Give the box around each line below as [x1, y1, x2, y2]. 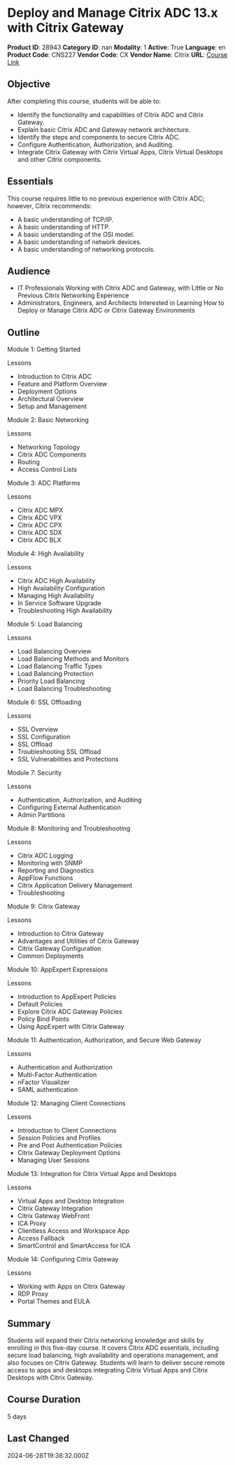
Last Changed [7, 1433, 70, 1445]
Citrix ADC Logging [17, 851, 73, 860]
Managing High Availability [17, 591, 94, 600]
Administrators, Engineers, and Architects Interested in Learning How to [17, 299, 225, 307]
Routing [17, 458, 41, 466]
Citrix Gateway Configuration [17, 945, 101, 953]
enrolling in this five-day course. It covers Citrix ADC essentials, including [7, 1344, 219, 1351]
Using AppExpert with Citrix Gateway [17, 1022, 124, 1031]
